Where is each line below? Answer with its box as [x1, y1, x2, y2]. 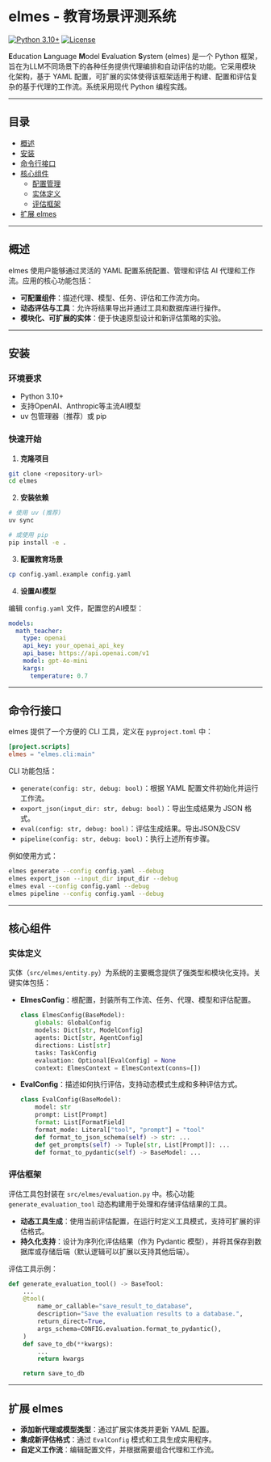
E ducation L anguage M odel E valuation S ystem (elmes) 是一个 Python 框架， [8, 51, 262, 61]
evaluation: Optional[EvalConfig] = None [35, 1056, 176, 1064]
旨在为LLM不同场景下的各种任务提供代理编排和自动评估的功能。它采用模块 [8, 61, 256, 71]
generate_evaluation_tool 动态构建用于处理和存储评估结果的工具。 [8, 1198, 231, 1209]
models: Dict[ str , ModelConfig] [35, 1026, 144, 1035]
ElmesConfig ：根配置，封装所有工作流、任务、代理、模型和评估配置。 [19, 995, 256, 1005]
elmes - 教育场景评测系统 [8, 7, 177, 26]
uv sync [8, 517, 35, 525]
